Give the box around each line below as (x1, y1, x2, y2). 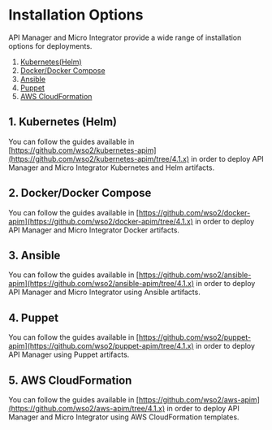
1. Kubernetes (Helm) (8, 115, 118, 129)
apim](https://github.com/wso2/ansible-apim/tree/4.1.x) (8, 279, 195, 289)
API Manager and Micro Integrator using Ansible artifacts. (8, 287, 201, 298)
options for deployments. (8, 41, 93, 50)
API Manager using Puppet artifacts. (8, 350, 130, 359)
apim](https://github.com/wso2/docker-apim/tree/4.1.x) (8, 216, 193, 226)
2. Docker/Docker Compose (8, 186, 152, 200)
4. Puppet (8, 311, 59, 324)
